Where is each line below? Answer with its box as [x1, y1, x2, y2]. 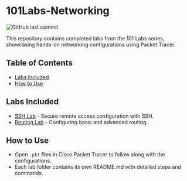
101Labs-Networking [6, 4, 110, 18]
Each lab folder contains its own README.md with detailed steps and [14, 163, 182, 170]
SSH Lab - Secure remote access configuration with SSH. [14, 112, 154, 119]
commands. [14, 170, 43, 177]
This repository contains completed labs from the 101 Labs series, [6, 35, 165, 42]
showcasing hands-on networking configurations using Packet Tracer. [6, 41, 176, 48]
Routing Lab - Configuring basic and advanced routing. [14, 118, 148, 125]
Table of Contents [6, 58, 73, 68]
